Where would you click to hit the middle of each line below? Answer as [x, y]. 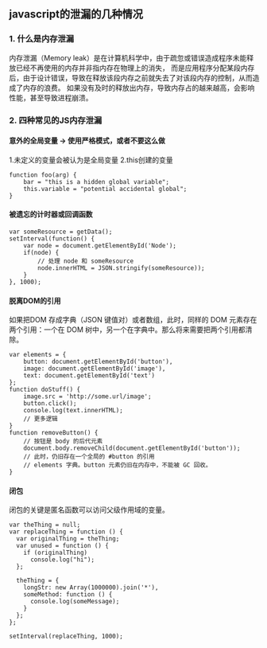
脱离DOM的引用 [35, 300]
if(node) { [41, 253]
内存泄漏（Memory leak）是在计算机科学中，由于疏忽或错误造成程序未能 [128, 57]
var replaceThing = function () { [66, 532]
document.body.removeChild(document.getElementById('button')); [132, 448]
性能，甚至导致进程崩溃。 [51, 97]
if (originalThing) [56, 553]
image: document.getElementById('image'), [95, 369]
